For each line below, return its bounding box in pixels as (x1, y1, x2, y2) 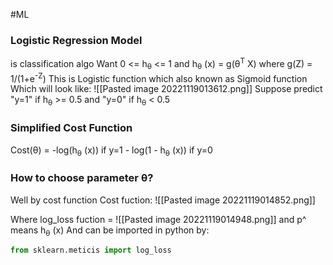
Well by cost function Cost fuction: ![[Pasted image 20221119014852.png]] (10, 194, 316, 206)
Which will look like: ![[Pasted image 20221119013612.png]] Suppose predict (10, 83, 323, 95)
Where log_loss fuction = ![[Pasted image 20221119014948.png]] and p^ (10, 213, 307, 225)
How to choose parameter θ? (10, 171, 154, 185)
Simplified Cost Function (10, 121, 133, 135)
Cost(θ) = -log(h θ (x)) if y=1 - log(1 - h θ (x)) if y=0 (10, 144, 213, 158)
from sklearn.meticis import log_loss (10, 245, 172, 256)
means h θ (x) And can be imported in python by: (10, 224, 210, 238)
